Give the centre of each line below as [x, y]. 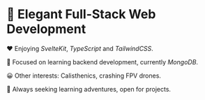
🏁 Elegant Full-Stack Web [81, 14]
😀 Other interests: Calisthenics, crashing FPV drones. [84, 76]
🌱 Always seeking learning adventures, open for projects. [89, 89]
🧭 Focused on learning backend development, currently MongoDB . [102, 62]
